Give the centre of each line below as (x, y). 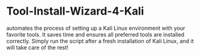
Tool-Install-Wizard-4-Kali (75, 11)
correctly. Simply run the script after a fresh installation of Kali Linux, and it (100, 41)
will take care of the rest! (37, 47)
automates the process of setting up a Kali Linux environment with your (96, 28)
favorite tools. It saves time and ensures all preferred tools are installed (95, 34)
